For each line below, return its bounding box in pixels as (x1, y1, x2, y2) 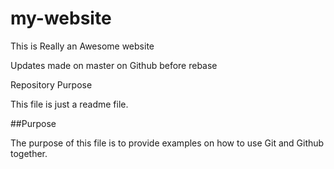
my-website (10, 7, 112, 30)
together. (10, 147, 48, 159)
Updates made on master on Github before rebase (10, 59, 218, 71)
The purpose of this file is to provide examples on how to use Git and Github (10, 137, 325, 149)
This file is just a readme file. (10, 98, 129, 110)
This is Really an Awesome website (10, 40, 155, 52)
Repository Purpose (10, 78, 93, 91)
